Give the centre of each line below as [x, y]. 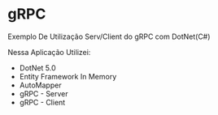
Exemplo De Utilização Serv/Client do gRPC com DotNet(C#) [109, 36]
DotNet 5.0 [37, 68]
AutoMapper [40, 85]
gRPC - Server [44, 93]
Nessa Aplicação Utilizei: [49, 52]
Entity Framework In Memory [68, 76]
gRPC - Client [42, 102]
